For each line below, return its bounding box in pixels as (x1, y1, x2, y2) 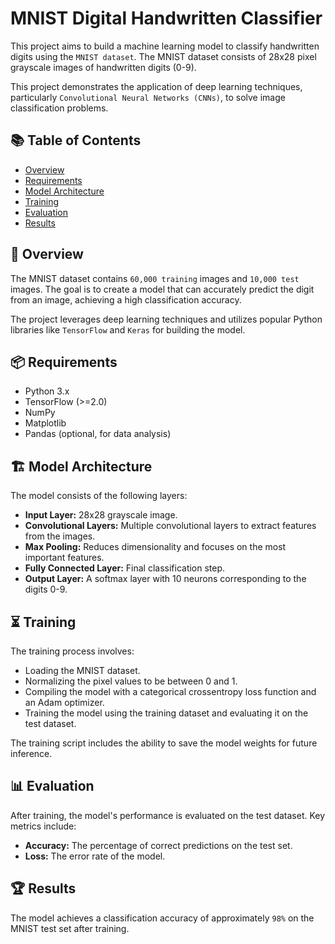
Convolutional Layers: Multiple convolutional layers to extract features (24, 520, 317, 532)
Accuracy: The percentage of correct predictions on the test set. (24, 839, 293, 851)
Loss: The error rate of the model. (24, 850, 166, 862)
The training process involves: (10, 645, 135, 657)
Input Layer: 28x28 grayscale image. (24, 509, 178, 521)
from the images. (24, 530, 96, 542)
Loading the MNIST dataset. (24, 665, 141, 676)
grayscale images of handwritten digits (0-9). (10, 61, 197, 73)
